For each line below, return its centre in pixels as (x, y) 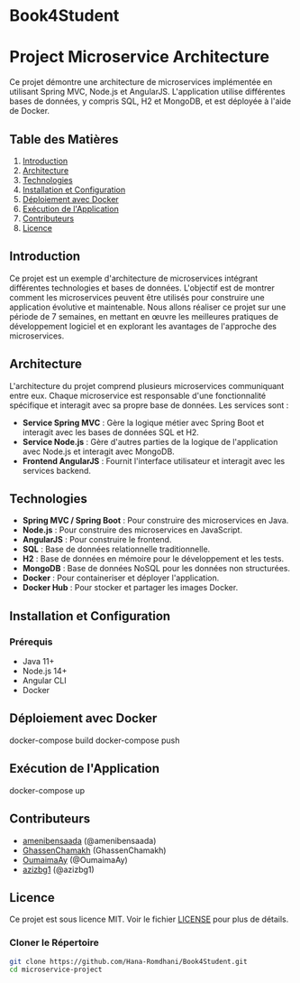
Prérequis (31, 642)
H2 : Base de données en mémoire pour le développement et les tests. (153, 559)
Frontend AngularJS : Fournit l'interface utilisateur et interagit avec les (154, 460)
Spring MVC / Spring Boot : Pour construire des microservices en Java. (155, 521)
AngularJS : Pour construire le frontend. (97, 540)
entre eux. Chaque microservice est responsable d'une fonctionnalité (138, 395)
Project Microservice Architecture (140, 57)
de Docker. (30, 111)
